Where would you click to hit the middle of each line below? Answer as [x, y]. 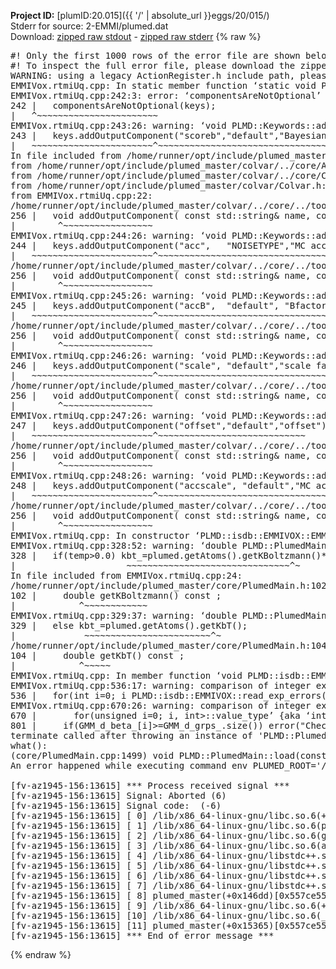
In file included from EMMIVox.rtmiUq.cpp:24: [126, 575]
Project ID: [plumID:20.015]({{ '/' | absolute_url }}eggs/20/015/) [140, 15]
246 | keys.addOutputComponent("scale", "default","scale [161, 365]
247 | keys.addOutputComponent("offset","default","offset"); [171, 425]
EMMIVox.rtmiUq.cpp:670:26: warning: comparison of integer [161, 705]
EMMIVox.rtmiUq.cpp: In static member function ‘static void [163, 85]
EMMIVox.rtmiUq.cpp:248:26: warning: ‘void [118, 475]
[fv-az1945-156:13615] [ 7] [79, 885]
